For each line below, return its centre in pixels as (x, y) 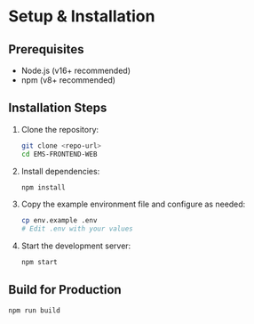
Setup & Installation (82, 16)
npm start (40, 263)
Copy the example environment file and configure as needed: (133, 204)
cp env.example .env (59, 221)
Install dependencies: (60, 171)
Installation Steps (58, 108)
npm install (43, 187)
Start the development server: (76, 246)
